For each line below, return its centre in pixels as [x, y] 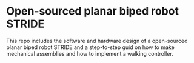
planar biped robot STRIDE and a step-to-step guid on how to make [90, 47]
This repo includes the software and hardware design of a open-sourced [97, 41]
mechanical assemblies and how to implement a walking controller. [90, 53]
